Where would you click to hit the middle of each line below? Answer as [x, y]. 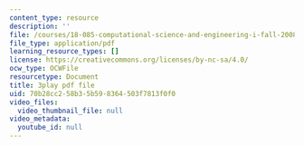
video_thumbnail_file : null [71, 111]
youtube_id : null [50, 128]
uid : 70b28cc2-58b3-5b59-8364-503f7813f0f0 [93, 93]
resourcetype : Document [54, 77]
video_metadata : [40, 119]
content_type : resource [54, 18]
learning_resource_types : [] [64, 52]
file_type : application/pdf [62, 43]
